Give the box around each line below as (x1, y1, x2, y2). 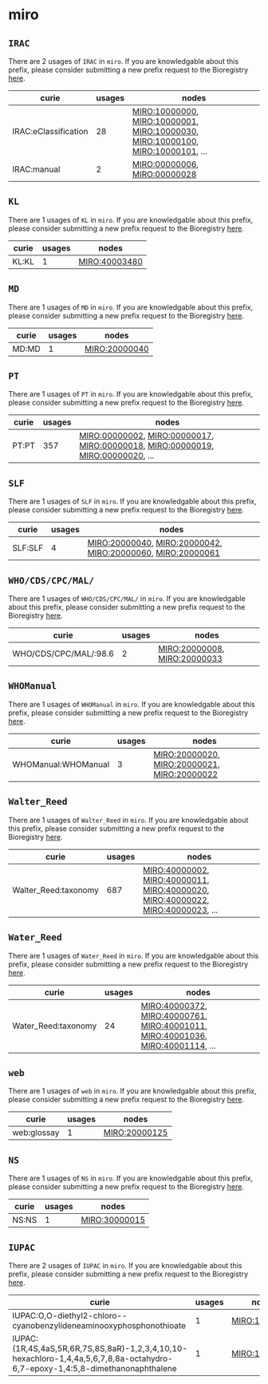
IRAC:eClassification (12, 126, 89, 136)
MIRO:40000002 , (143, 864, 210, 876)
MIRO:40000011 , (143, 874, 210, 885)
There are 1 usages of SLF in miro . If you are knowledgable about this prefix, (8, 496, 257, 506)
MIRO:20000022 (153, 769, 218, 780)
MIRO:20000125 (103, 1127, 168, 1138)
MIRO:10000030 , (132, 126, 199, 136)
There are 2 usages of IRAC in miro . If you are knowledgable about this (8, 57, 239, 65)
